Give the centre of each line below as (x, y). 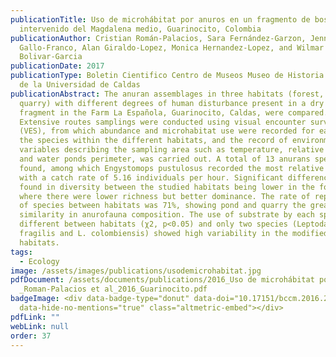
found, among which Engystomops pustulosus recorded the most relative (172, 168)
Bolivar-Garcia (51, 57)
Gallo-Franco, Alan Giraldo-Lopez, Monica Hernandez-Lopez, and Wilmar (172, 47)
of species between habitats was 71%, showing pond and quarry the (163, 206)
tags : (21, 252)
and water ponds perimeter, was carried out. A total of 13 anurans (165, 159)
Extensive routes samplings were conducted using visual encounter (163, 122)
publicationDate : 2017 (57, 66)
